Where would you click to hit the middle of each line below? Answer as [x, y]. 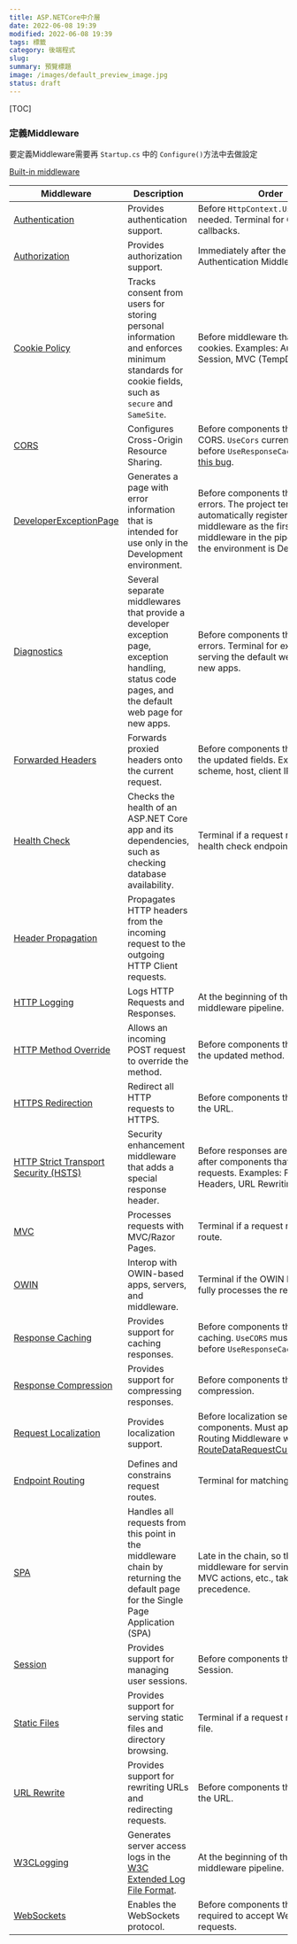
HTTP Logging [44, 1002]
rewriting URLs [158, 1787]
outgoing [146, 955]
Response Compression [63, 1385]
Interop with [152, 1262]
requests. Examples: [240, 1173]
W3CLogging [41, 1863]
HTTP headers [158, 910]
